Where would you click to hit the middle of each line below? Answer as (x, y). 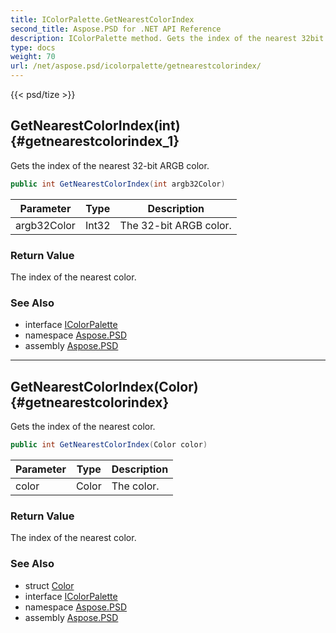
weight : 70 (33, 57)
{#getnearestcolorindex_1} (95, 141)
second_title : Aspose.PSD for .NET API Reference (116, 29)
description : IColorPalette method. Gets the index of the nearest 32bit (167, 38)
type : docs (33, 47)
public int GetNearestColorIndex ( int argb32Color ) (118, 184)
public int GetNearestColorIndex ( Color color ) (109, 445)
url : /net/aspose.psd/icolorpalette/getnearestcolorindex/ (136, 66)
